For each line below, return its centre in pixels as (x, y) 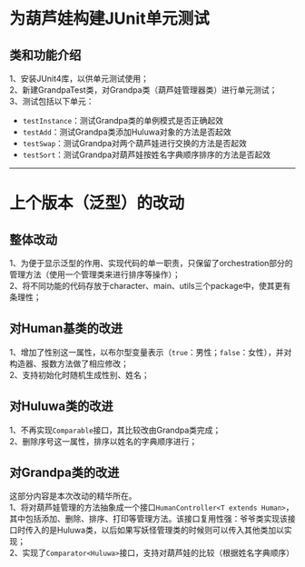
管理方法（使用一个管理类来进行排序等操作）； (95, 274)
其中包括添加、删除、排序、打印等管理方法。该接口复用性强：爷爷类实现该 (148, 519)
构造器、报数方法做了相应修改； (69, 363)
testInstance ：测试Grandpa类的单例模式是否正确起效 (123, 120)
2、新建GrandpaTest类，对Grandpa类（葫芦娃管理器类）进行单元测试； (143, 90)
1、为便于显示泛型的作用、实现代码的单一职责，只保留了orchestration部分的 (151, 263)
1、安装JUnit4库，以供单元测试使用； (79, 79)
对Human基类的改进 (66, 328)
